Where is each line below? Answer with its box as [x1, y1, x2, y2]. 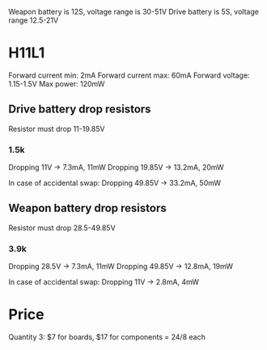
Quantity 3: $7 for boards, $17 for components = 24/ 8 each [8, 332, 206, 342]
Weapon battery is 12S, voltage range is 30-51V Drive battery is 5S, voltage [8, 7, 259, 16]
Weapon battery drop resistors [8, 201, 167, 215]
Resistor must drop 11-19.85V [8, 124, 105, 133]
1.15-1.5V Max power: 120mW [8, 78, 105, 88]
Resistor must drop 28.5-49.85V [8, 222, 116, 233]
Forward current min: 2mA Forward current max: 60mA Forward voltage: [8, 70, 250, 80]
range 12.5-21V [8, 15, 59, 25]
